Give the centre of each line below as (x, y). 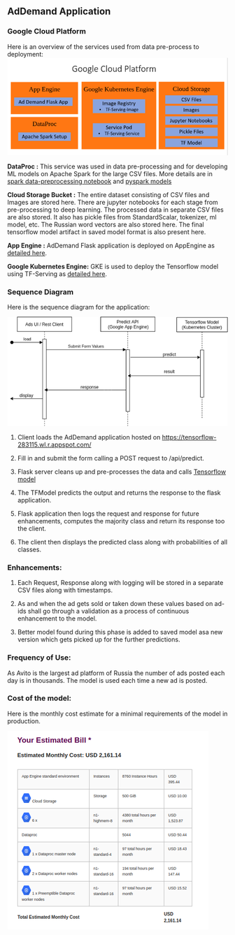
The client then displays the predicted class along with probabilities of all (122, 542)
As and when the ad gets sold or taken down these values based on (115, 604)
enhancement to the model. (57, 618)
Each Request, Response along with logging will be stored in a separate (120, 583)
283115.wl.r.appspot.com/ (54, 444)
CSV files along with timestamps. (65, 590)
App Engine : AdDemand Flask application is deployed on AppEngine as (111, 246)
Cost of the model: (40, 698)
